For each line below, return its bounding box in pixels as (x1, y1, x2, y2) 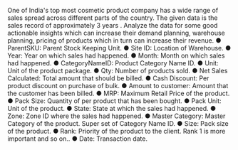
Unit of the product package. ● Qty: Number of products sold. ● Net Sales (7, 67, 228, 75)
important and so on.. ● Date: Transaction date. (7, 134, 148, 143)
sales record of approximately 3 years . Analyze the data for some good (7, 21, 218, 29)
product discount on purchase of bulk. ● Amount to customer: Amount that (7, 82, 229, 90)
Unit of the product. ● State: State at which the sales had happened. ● (7, 105, 216, 112)
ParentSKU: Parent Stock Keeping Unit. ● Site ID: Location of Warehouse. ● (7, 44, 232, 52)
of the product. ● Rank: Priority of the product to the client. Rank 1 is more (7, 127, 226, 135)
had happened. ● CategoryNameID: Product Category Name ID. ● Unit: (7, 59, 219, 67)
